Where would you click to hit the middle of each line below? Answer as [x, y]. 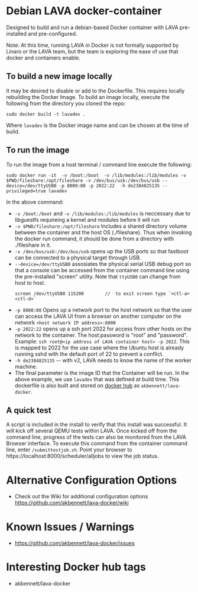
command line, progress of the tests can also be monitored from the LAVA [96, 437]
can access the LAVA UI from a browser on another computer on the [98, 316]
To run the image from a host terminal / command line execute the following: [99, 164]
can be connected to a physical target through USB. [78, 257]
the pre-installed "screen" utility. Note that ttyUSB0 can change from [98, 276]
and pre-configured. [53, 33]
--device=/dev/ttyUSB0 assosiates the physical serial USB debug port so [103, 264]
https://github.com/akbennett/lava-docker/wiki [72, 503]
